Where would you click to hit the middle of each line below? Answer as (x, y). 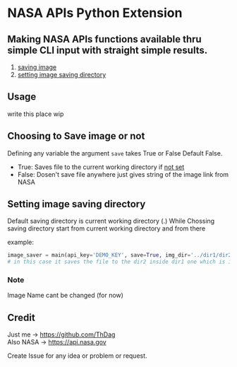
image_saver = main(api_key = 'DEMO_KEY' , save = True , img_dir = (99, 255)
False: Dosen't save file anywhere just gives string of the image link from (123, 174)
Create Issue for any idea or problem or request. (77, 356)
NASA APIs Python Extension (95, 13)
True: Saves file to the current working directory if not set (101, 167)
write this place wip (36, 114)
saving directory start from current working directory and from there (107, 228)
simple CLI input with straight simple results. (108, 50)
